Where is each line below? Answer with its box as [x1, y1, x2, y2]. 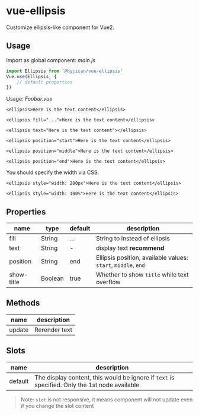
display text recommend [95, 244, 165, 252]
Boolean [40, 274, 64, 282]
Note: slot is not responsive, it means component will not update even [20, 395, 193, 403]
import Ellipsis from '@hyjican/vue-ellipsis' [6, 68, 123, 74]
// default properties [17, 79, 73, 85]
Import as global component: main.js [6, 56, 96, 63]
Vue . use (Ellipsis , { [6, 73, 57, 79]
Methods [6, 298, 40, 308]
